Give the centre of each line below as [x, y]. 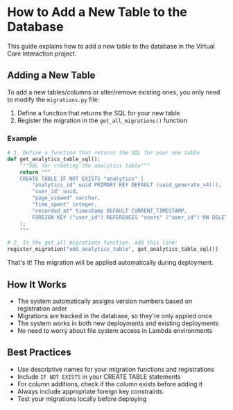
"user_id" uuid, [55, 192]
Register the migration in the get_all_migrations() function [102, 120]
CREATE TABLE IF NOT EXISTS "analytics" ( [82, 179]
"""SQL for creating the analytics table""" [85, 165]
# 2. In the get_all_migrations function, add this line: [93, 243]
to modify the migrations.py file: [53, 99]
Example [22, 138]
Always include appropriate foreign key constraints [90, 391]
